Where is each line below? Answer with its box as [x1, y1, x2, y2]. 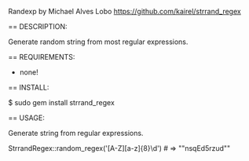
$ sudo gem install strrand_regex [8, 98, 115, 107]
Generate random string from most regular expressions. [8, 37, 189, 46]
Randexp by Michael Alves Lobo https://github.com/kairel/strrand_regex [8, 7, 241, 16]
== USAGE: [8, 113, 45, 123]
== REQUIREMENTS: [8, 53, 75, 61]
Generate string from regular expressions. [8, 129, 144, 137]
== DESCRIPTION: [8, 22, 68, 31]
